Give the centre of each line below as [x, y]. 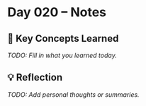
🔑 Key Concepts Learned [63, 39]
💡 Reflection [35, 77]
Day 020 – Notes [57, 12]
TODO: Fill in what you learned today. [62, 55]
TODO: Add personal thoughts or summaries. [73, 94]
